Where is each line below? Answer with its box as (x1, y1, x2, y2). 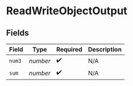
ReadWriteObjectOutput (6, 4, 128, 18)
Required (56, 46, 83, 53)
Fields (6, 28, 30, 38)
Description (87, 46, 122, 53)
